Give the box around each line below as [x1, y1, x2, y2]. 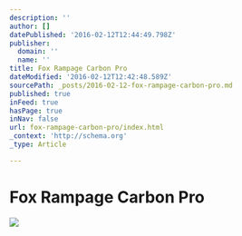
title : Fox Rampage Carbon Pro [9, 64, 128, 74]
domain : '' [17, 47, 59, 56]
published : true [9, 89, 71, 98]
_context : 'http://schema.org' [9, 132, 128, 141]
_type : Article [9, 140, 67, 149]
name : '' [17, 55, 51, 64]
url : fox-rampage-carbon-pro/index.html [9, 123, 165, 133]
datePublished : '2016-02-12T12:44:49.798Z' [9, 30, 177, 39]
